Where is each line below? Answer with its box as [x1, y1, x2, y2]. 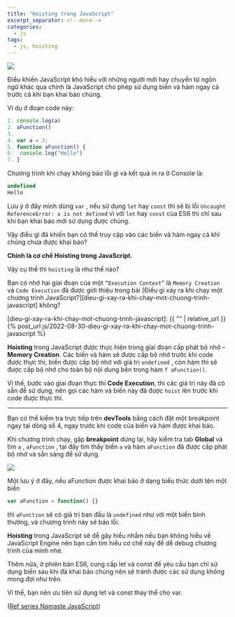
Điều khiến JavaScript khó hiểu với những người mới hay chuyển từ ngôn [7, 75, 217, 83]
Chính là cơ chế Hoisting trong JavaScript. [7, 251, 133, 259]
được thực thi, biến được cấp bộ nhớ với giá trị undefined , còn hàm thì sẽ [7, 358, 218, 366]
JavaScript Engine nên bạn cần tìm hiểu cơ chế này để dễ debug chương [7, 538, 217, 547]
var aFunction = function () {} [7, 497, 99, 505]
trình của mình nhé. [7, 546, 63, 555]
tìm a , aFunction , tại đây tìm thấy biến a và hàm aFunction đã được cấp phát [7, 442, 227, 451]
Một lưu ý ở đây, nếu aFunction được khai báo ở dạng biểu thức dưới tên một [7, 476, 227, 484]
